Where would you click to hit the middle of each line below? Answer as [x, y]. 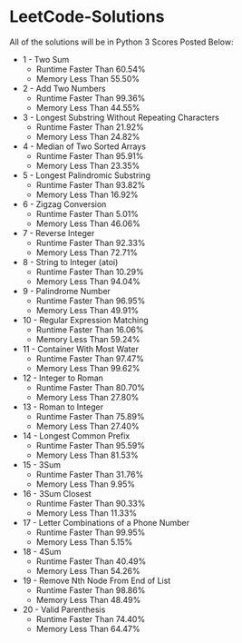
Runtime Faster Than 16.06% [90, 330]
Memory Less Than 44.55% [88, 107]
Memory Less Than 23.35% [88, 165]
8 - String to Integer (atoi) [70, 262]
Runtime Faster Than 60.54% [91, 69]
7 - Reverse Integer [58, 232]
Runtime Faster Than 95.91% [90, 155]
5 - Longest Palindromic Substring [87, 175]
